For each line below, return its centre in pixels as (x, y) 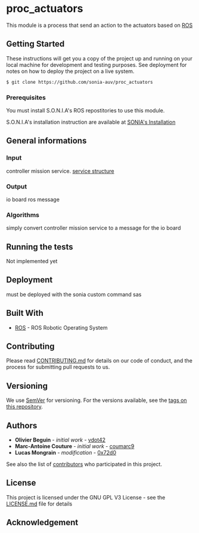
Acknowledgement (42, 523)
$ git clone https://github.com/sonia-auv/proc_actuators (80, 82)
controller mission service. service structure (60, 171)
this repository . (25, 407)
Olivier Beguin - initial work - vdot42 (60, 440)
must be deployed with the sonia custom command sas (74, 294)
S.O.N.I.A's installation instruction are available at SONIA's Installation (91, 122)
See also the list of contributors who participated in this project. (84, 464)
